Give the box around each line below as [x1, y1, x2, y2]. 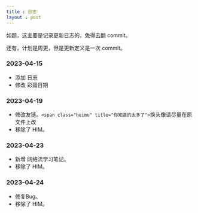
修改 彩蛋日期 [14, 81, 48, 89]
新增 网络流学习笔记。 [14, 156, 69, 163]
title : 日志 [6, 8, 37, 15]
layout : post [6, 14, 42, 20]
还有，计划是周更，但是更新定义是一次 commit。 [6, 44, 126, 51]
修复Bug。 [14, 193, 41, 200]
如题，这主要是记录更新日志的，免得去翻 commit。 [6, 31, 131, 39]
